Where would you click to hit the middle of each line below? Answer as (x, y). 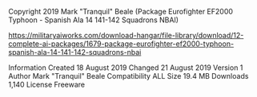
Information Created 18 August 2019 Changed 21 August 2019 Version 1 (126, 68)
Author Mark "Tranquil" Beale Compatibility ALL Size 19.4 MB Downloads (128, 76)
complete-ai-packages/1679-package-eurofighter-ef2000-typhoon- (121, 44)
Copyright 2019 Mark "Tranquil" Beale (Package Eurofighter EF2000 (121, 12)
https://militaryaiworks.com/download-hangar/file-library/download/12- (126, 35)
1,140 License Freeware (47, 84)
